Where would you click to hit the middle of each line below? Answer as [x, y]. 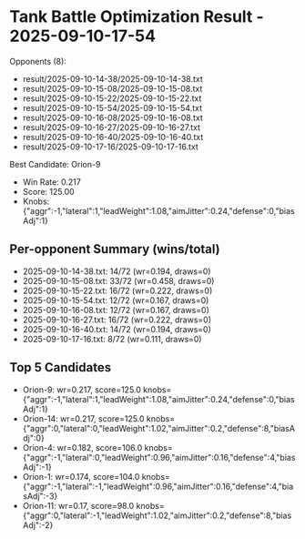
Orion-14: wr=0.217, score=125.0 [83, 418]
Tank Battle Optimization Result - [137, 17]
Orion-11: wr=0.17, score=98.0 [78, 505]
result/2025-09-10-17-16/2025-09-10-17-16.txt [110, 147]
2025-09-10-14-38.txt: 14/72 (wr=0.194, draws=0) [117, 271]
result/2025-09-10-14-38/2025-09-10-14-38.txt [112, 78]
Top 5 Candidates [61, 367]
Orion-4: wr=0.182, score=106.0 [82, 447]
